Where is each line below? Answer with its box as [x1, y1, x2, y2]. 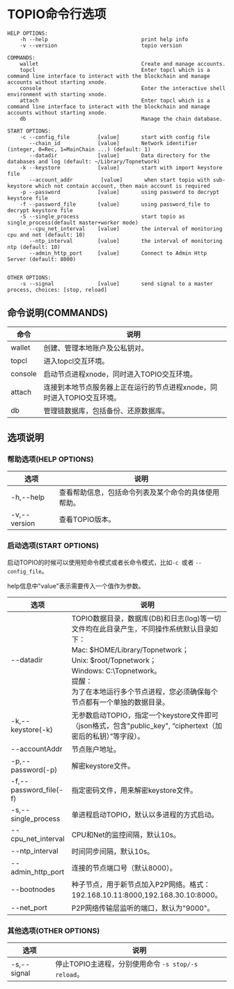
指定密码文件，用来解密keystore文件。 [71, 785, 198, 795]
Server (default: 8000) [7, 255, 77, 262]
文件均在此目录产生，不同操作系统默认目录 [71, 624, 211, 634]
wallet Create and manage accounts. [19, 60, 226, 67]
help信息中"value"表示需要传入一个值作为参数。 [7, 581, 145, 590]
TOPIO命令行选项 [7, 6, 107, 22]
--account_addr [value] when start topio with [29, 176, 210, 184]
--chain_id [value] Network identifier [29, 140, 198, 147]
